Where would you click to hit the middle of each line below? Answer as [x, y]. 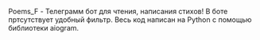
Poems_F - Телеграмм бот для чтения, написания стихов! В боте [118, 11]
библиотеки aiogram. [44, 28]
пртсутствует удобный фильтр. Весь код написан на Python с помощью [130, 20]
